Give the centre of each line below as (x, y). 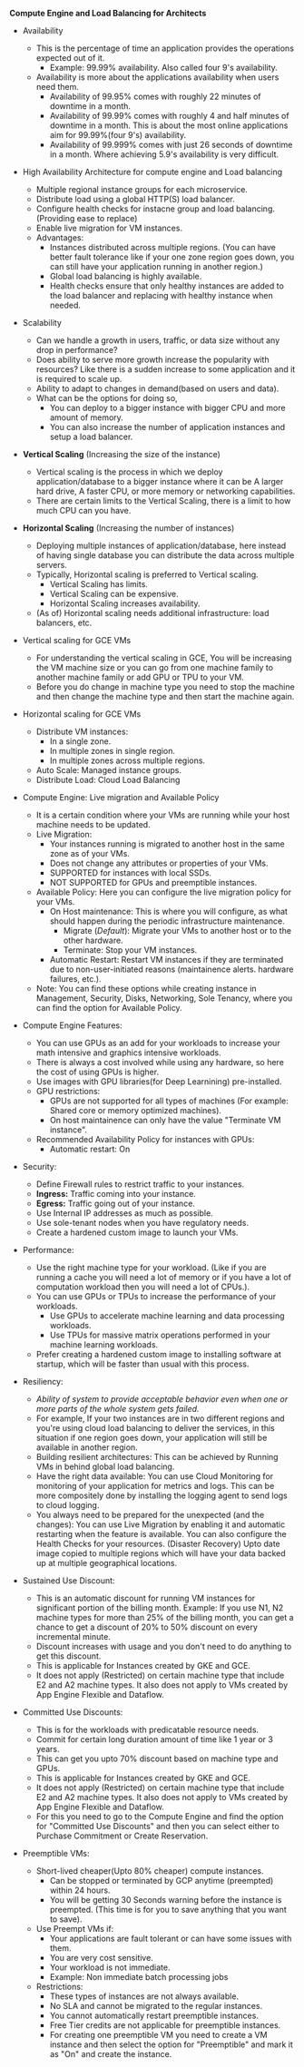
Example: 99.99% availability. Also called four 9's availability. (164, 68)
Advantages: (60, 238)
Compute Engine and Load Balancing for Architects (108, 13)
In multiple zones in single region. (112, 751)
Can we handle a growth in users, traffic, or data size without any (158, 340)
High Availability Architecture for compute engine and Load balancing (152, 172)
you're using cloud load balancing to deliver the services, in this (155, 1428)
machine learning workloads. (104, 1345)
